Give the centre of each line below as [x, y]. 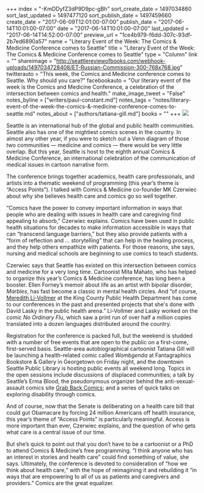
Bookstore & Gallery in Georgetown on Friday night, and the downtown [95, 362]
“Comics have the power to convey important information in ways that [94, 208]
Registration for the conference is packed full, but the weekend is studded [100, 336]
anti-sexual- [180, 381]
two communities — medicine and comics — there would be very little [94, 145]
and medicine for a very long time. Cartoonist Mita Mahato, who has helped [101, 272]
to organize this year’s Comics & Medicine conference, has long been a [96, 278]
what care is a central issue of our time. [56, 432]
